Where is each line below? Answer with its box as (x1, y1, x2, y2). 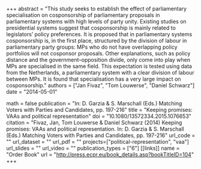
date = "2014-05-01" (6, 88, 58, 95)
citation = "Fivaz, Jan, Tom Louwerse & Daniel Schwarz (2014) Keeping (6, 119, 182, 126)
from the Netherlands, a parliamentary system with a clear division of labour (6, 69, 194, 76)
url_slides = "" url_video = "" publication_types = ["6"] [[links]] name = (6, 144, 180, 152)
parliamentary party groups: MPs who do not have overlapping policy (6, 43, 178, 51)
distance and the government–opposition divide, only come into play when (6, 57, 191, 63)
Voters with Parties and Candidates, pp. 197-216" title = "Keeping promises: (6, 106, 193, 113)
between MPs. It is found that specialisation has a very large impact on (6, 75, 181, 82)
